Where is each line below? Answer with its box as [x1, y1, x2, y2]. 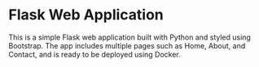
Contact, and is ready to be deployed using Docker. [8, 49, 181, 59]
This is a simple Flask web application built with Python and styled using [8, 32, 251, 42]
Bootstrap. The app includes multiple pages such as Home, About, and [8, 40, 246, 50]
